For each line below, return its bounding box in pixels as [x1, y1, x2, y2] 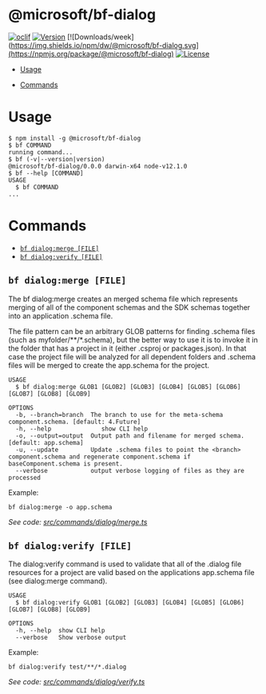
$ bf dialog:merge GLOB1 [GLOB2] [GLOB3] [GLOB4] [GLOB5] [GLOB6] [15, 383, 241, 391]
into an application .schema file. [8, 311, 113, 320]
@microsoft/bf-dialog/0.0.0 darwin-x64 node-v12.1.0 [8, 162, 188, 170]
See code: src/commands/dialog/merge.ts [8, 517, 148, 526]
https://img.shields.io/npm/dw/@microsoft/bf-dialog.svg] [10, 40, 199, 50]
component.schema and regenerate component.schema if [8, 453, 192, 461]
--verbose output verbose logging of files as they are [15, 466, 245, 474]
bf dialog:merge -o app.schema [8, 503, 113, 511]
